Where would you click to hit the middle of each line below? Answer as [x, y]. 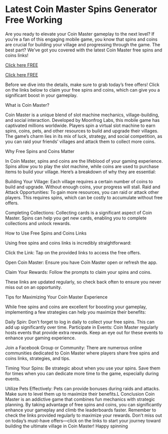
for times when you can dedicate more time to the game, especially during [82, 373]
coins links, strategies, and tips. [38, 358]
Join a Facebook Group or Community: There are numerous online [74, 347]
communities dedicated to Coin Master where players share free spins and [82, 353]
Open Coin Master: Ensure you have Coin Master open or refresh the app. [81, 262]
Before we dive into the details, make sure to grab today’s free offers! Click [82, 85]
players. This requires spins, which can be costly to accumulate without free [84, 197]
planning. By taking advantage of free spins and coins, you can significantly [83, 404]
